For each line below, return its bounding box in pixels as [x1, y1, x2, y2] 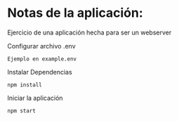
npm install [7, 81, 42, 89]
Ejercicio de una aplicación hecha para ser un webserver [7, 28, 172, 37]
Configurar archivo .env [7, 42, 76, 50]
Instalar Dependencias [7, 68, 72, 76]
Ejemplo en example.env [7, 55, 77, 63]
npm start [7, 107, 37, 114]
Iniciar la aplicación [7, 94, 63, 102]
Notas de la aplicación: [7, 5, 144, 21]
